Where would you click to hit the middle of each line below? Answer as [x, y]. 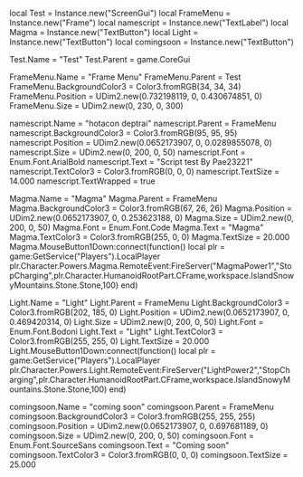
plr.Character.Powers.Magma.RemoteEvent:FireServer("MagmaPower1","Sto [151, 266]
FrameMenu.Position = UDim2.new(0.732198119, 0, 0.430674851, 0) [136, 96]
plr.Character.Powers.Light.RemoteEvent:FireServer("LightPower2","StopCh [150, 370]
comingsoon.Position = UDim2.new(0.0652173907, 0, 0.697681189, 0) [139, 426]
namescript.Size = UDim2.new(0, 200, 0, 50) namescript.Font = [128, 152]
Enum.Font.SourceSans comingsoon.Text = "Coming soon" [119, 445]
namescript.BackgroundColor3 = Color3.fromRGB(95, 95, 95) [123, 133]
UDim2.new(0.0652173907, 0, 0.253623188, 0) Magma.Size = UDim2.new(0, [151, 218]
